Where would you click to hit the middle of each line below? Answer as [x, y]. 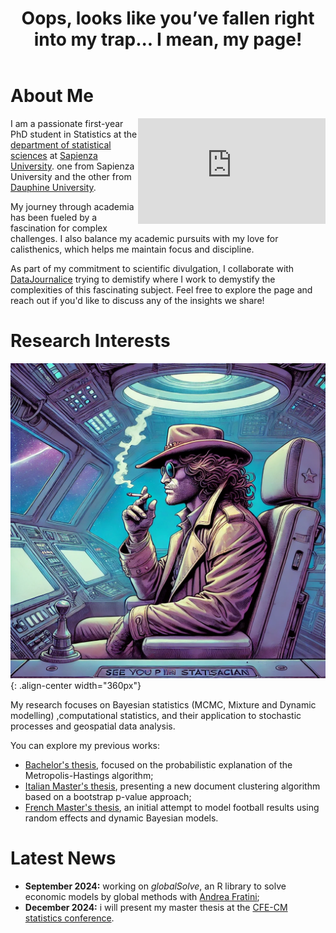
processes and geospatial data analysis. [93, 726]
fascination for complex [59, 228]
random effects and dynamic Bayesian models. [121, 818]
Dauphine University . [53, 187]
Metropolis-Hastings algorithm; [89, 775]
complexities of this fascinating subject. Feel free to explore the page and [161, 289]
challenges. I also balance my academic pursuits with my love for [144, 238]
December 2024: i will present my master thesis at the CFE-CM [156, 907]
